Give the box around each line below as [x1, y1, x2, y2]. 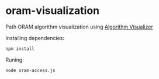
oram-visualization [5, 4, 100, 17]
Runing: [5, 56, 24, 63]
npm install [5, 45, 34, 52]
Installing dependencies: [5, 34, 65, 41]
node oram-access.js [5, 67, 56, 73]
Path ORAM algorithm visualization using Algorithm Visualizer [5, 23, 153, 30]
